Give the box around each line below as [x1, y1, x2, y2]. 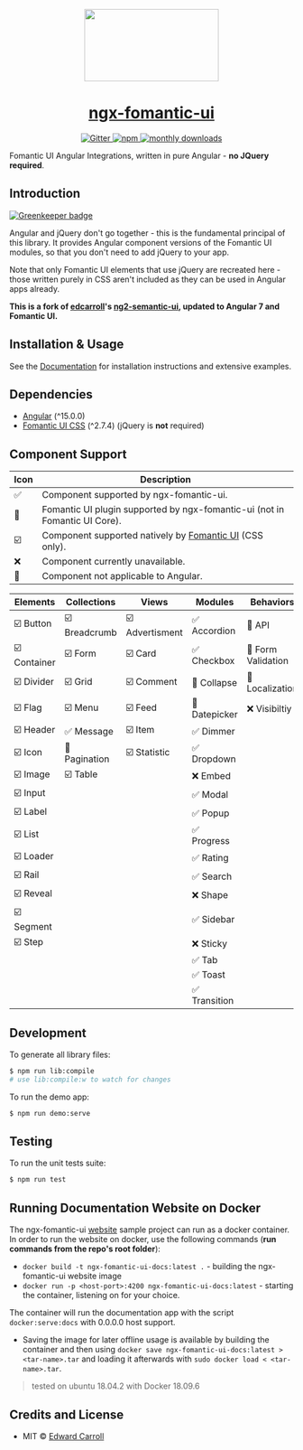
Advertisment [125, 626, 183, 639]
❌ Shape [191, 888, 228, 901]
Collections [66, 596, 116, 609]
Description [139, 473, 192, 486]
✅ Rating [191, 851, 229, 864]
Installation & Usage [9, 337, 124, 352]
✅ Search [191, 870, 233, 883]
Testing [9, 1134, 53, 1149]
